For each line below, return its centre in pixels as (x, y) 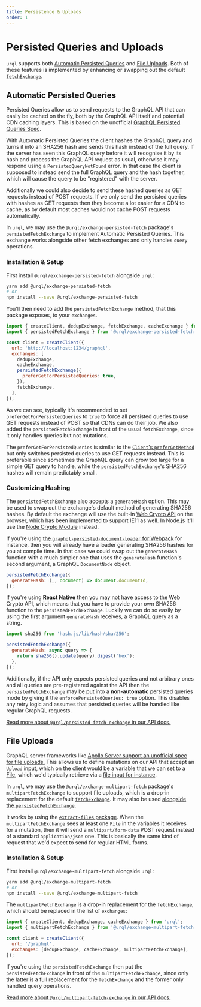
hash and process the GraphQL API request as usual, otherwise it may (92, 160)
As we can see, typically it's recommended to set (67, 410)
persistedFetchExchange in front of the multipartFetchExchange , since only (98, 973)
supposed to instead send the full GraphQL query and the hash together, (96, 172)
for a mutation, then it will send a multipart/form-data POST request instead (100, 829)
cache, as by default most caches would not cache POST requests (88, 209)
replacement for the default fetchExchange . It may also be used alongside (96, 799)
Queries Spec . (24, 129)
